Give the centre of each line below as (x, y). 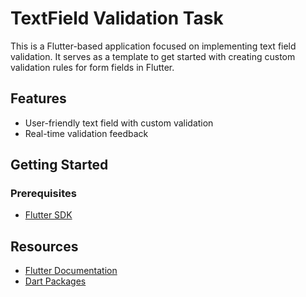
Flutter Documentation (71, 271)
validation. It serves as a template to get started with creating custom (153, 56)
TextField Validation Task (117, 18)
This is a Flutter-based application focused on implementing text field (153, 46)
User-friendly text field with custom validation (119, 123)
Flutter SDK (48, 215)
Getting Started (59, 165)
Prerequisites (43, 194)
